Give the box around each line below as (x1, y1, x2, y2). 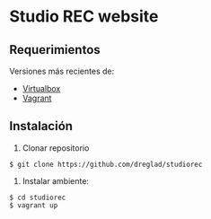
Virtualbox (22, 83, 61, 93)
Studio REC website (9, 6, 159, 27)
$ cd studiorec (9, 193, 66, 202)
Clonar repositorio (22, 142, 90, 153)
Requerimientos (9, 42, 101, 57)
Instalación (9, 118, 74, 134)
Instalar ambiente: (22, 175, 90, 186)
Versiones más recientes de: (9, 66, 115, 76)
